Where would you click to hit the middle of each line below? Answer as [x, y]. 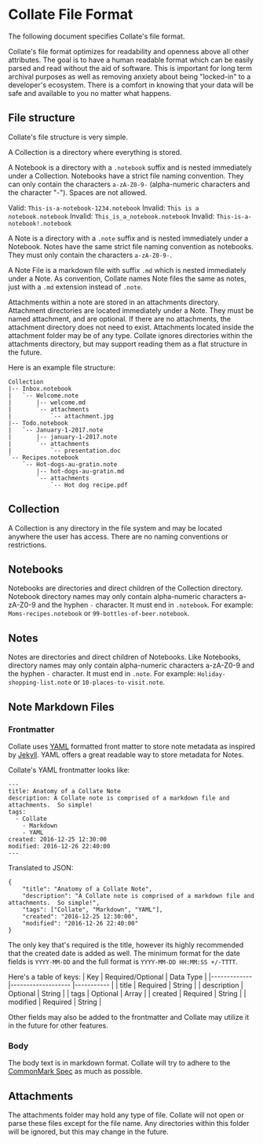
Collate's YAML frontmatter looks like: [69, 770]
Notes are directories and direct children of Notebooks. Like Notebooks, [124, 657]
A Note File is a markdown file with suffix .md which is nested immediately [127, 270]
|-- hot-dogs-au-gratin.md [80, 471]
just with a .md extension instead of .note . [75, 287]
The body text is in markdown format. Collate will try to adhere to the [119, 1063]
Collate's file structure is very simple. [68, 137]
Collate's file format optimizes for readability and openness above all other [129, 51]
